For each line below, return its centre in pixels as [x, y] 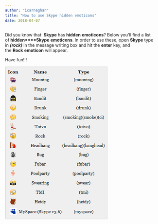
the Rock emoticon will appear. [36, 51]
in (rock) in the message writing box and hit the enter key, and [68, 45]
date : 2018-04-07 [23, 20]
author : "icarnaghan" [27, 10]
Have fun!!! [16, 60]
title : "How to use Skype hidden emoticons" [51, 15]
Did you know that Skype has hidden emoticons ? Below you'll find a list [78, 35]
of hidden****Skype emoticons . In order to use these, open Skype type [79, 40]
